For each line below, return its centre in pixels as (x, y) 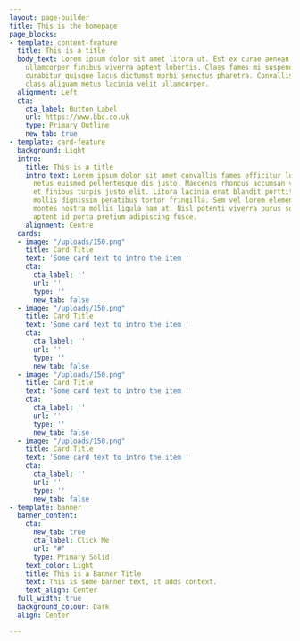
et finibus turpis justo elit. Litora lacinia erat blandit (147, 192)
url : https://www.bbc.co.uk (77, 117)
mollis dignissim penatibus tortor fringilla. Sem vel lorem (149, 200)
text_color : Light (59, 565)
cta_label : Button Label (71, 109)
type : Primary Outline (67, 126)
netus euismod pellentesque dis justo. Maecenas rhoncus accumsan (159, 184)
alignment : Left (47, 92)
